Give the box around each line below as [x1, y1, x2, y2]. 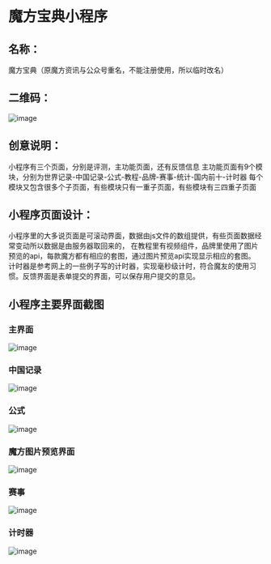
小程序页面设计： [8, 208, 94, 222]
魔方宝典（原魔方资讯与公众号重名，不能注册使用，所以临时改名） [8, 66, 228, 75]
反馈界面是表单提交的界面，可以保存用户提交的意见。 [22, 271, 200, 281]
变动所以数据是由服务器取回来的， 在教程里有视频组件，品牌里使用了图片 [15, 241, 259, 251]
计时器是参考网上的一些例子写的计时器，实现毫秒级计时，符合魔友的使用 [8, 261, 249, 271]
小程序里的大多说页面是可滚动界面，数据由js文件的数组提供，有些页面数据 [8, 231, 255, 241]
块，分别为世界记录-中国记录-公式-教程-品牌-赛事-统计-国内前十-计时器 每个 [8, 172, 264, 182]
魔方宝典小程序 [8, 7, 108, 26]
